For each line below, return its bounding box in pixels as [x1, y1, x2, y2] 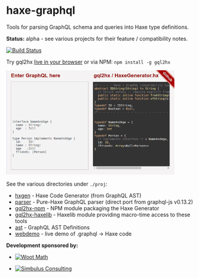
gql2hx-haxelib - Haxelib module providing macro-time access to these [14, 211, 191, 219]
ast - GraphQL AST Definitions [14, 224, 90, 231]
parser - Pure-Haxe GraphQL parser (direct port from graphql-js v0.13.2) [14, 198, 193, 206]
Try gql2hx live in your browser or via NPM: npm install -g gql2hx [6, 58, 171, 65]
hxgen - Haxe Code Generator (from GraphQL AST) [14, 192, 142, 200]
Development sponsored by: [6, 242, 79, 249]
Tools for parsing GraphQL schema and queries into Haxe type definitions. [6, 23, 189, 31]
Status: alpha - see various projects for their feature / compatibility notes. [6, 35, 188, 42]
